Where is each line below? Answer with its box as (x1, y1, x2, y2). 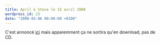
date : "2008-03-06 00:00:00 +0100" (5, 16, 77, 21)
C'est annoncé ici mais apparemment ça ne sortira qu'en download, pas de (5, 29, 156, 35)
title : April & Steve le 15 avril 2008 (5, 7, 86, 12)
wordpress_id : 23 (5, 12, 40, 16)
